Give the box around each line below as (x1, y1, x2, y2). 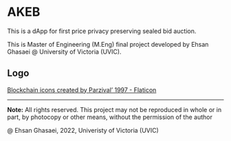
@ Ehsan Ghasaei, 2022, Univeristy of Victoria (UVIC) (7, 126, 159, 134)
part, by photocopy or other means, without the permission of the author (7, 113, 213, 121)
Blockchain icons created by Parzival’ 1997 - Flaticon (7, 85, 157, 94)
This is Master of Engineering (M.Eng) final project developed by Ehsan (7, 40, 209, 48)
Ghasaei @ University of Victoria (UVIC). (7, 47, 122, 56)
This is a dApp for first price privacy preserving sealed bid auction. (7, 27, 197, 35)
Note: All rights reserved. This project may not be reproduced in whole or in (7, 105, 222, 113)
